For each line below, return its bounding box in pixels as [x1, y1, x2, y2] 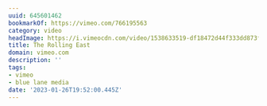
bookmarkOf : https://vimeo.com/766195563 [8, 19, 148, 27]
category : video [8, 26, 62, 34]
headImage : [8, 33, 44, 42]
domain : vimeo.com [8, 49, 69, 57]
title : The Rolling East [8, 41, 91, 49]
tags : [8, 64, 26, 72]
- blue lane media [8, 78, 69, 86]
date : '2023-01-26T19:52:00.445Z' [8, 85, 123, 94]
